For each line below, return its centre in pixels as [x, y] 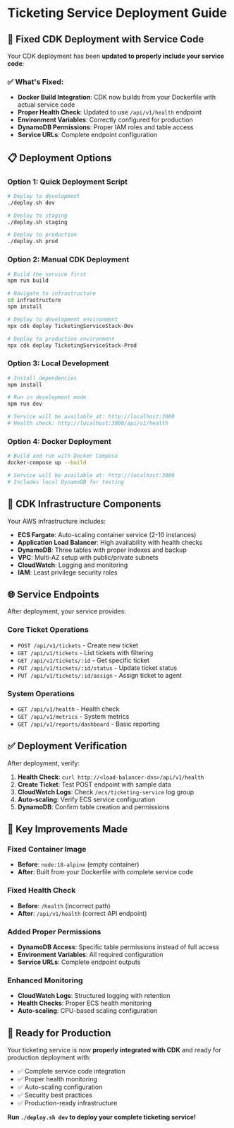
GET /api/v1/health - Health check [68, 709]
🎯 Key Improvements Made [68, 829]
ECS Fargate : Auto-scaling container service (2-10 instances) [107, 534]
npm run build [28, 281]
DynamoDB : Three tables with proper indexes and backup [102, 550]
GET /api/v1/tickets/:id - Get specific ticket [83, 660]
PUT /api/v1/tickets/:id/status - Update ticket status [97, 668]
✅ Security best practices [55, 1095]
